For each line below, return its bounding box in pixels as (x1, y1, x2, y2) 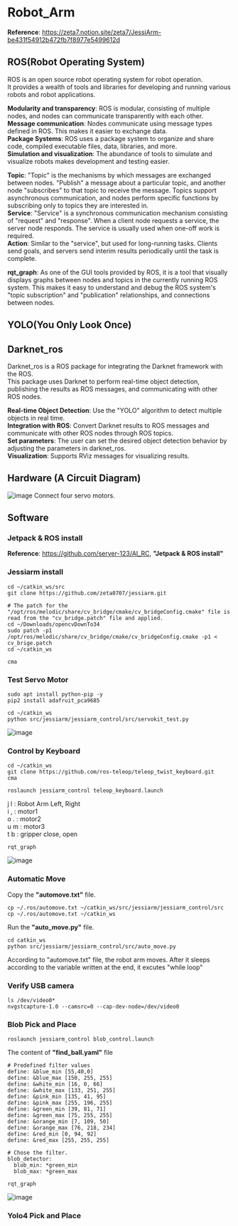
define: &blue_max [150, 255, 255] (7, 1074, 113, 1082)
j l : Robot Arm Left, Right (7, 800, 80, 808)
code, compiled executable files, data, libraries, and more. (7, 142, 178, 150)
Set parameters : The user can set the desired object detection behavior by (7, 436, 227, 445)
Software (7, 512, 49, 524)
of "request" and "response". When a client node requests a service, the (7, 216, 220, 225)
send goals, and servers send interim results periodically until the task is (7, 247, 219, 255)
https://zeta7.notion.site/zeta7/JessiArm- (41, 28, 162, 36)
